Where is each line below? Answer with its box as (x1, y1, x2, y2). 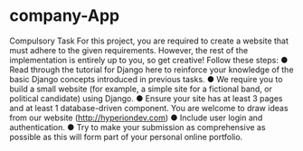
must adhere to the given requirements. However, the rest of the (9, 44, 249, 55)
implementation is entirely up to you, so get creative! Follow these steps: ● (9, 54, 289, 65)
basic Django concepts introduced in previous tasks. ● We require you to (9, 73, 283, 84)
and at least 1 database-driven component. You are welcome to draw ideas (9, 102, 289, 113)
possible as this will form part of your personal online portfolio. (9, 131, 243, 142)
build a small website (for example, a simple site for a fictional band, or (9, 83, 273, 94)
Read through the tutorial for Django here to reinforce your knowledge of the (9, 64, 294, 75)
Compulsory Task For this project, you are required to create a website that (9, 35, 289, 46)
